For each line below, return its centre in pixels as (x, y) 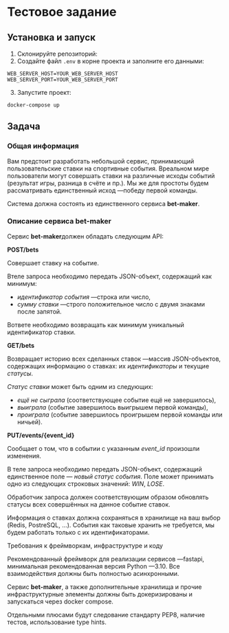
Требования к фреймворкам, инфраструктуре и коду (85, 545)
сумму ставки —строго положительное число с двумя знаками (111, 304)
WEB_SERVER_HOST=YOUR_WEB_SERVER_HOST (63, 74)
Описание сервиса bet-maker (59, 221)
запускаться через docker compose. (60, 601)
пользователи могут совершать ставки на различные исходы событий (111, 175)
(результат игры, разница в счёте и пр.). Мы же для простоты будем (108, 183)
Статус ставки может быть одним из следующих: (80, 386)
